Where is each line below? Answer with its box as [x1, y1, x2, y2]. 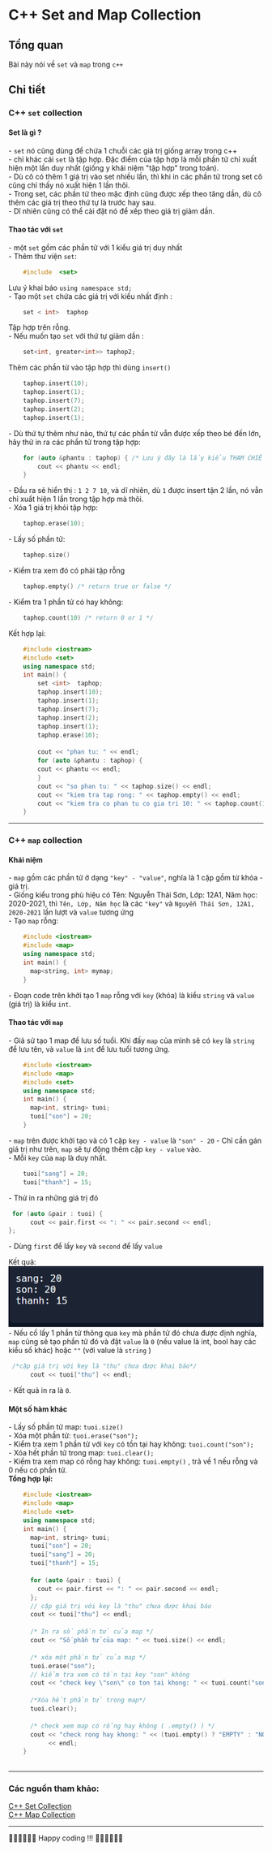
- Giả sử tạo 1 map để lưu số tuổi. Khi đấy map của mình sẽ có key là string [8, 1036, 255, 1045]
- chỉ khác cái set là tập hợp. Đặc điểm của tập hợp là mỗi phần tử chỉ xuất [8, 154, 257, 164]
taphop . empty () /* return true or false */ [23, 582, 172, 590]
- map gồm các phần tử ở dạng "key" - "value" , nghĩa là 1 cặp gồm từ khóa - [8, 873, 263, 883]
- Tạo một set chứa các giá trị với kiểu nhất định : [8, 291, 172, 301]
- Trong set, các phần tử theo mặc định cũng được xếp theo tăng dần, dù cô [8, 188, 261, 198]
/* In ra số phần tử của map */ [29, 1628, 154, 1636]
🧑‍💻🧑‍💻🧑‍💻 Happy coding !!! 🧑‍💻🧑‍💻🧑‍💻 [8, 1833, 124, 1843]
